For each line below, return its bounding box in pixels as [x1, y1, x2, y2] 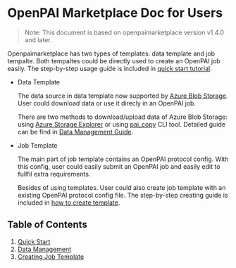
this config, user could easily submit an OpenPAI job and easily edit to [17, 162, 221, 170]
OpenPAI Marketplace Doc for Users [7, 5, 223, 21]
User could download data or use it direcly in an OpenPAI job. [17, 98, 196, 107]
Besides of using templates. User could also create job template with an [17, 183, 226, 191]
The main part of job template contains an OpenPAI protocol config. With [17, 155, 229, 163]
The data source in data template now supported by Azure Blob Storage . [17, 91, 228, 100]
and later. [24, 35, 52, 44]
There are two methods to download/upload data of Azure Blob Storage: [17, 113, 228, 121]
